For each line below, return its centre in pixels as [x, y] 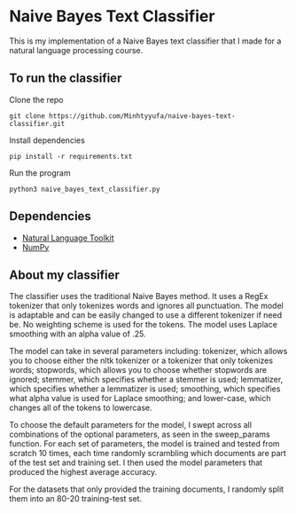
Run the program [40, 173]
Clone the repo [36, 99]
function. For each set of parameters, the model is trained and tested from [145, 444]
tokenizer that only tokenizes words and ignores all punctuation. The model [146, 306]
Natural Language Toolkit [68, 238]
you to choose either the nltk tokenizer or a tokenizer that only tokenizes [141, 360]
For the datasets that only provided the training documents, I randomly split [147, 489]
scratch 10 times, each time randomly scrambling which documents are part [148, 454]
